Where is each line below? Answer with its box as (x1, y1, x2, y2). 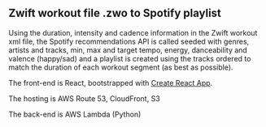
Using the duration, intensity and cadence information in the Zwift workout (8, 28, 258, 37)
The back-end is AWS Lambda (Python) (8, 109, 142, 119)
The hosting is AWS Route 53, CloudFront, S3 (8, 93, 160, 104)
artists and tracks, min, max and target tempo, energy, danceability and (8, 44, 248, 55)
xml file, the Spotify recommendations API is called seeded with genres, (8, 36, 250, 46)
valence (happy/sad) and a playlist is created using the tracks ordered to (8, 53, 251, 63)
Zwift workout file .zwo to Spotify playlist (8, 6, 222, 20)
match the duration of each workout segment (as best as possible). (8, 62, 233, 72)
